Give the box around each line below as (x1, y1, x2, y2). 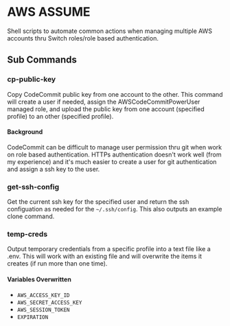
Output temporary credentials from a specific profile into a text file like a (7, 245, 211, 253)
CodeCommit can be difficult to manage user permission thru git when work (7, 143, 222, 151)
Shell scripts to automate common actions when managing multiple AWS (7, 27, 213, 35)
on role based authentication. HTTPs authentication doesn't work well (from (7, 150, 222, 159)
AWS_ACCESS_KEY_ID (16, 292, 70, 299)
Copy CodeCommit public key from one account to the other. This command (7, 90, 223, 98)
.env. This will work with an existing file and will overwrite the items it (7, 252, 203, 261)
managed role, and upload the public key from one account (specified (7, 104, 205, 113)
